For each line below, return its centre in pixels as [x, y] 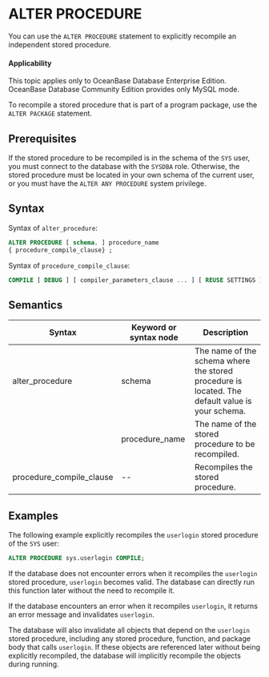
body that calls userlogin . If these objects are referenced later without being [134, 647]
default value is [223, 401]
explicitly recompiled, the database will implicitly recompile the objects [125, 655]
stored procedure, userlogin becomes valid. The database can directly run [131, 582]
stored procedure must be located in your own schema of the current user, [131, 175]
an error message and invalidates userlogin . [81, 615]
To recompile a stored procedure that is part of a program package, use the [133, 105]
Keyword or [154, 328]
